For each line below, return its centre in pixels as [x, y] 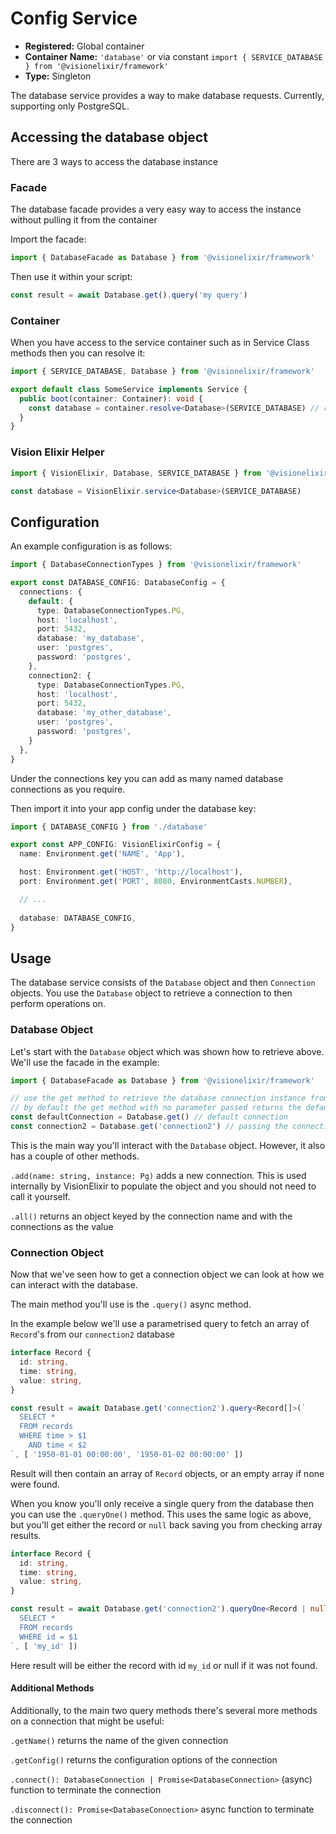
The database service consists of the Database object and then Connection [163, 983]
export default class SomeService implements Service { [129, 389]
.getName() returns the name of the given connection [119, 1740]
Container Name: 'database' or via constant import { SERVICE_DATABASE [173, 56]
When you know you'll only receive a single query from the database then [162, 1503]
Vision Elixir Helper [57, 452]
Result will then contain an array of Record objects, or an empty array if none [167, 1473]
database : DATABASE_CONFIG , [78, 918]
